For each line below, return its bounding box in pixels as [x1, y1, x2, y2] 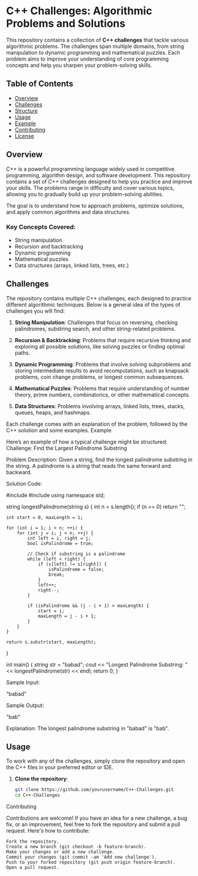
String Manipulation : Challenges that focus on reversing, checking [14, 318, 178, 326]
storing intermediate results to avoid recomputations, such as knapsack [14, 367, 189, 374]
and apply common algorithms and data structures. [6, 208, 131, 215]
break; [48, 571, 65, 578]
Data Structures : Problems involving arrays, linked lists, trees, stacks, [14, 402, 185, 410]
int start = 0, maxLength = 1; [6, 514, 83, 520]
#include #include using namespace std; [6, 491, 105, 499]
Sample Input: [6, 678, 40, 686]
